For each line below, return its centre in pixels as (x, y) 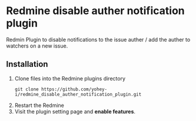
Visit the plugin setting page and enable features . (75, 111)
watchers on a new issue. (37, 46)
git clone (27, 89)
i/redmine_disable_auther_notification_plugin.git (78, 94)
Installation (27, 64)
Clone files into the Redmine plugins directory (70, 78)
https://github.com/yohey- (74, 89)
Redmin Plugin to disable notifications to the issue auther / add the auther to (98, 39)
